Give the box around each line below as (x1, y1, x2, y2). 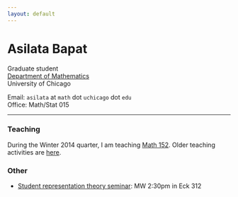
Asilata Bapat (7, 40, 88, 56)
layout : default (7, 10, 55, 18)
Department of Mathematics (7, 71, 90, 80)
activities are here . (7, 148, 62, 156)
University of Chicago (7, 79, 71, 88)
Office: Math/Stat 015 (7, 100, 69, 109)
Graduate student (7, 64, 59, 73)
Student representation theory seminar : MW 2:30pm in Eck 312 (17, 181, 202, 191)
